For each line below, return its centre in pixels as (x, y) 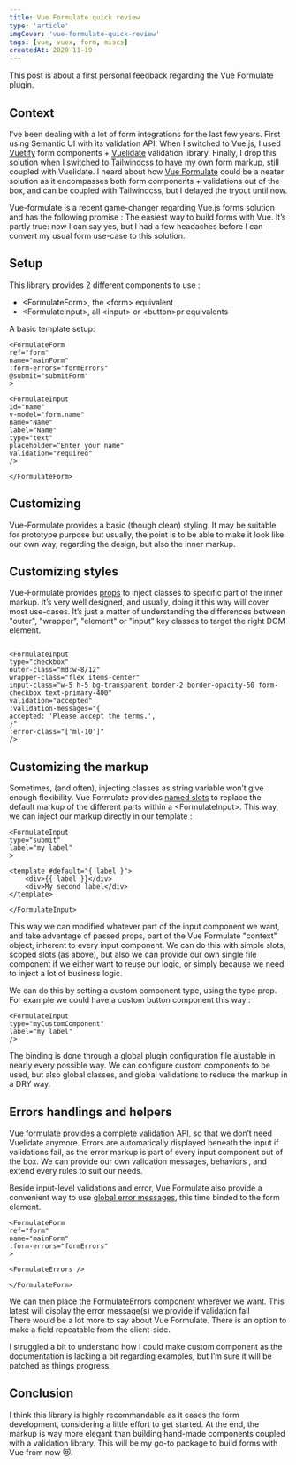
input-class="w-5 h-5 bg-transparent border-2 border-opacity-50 (132, 686)
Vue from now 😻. (41, 1452)
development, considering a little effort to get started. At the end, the (134, 1424)
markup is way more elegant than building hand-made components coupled (147, 1433)
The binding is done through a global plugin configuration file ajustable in (142, 1056)
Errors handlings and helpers (91, 1112)
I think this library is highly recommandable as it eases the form (125, 1415)
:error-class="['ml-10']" (57, 732)
